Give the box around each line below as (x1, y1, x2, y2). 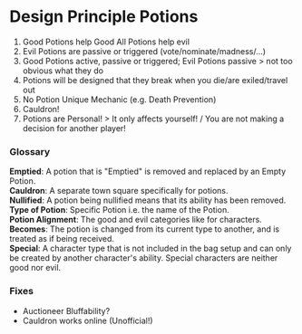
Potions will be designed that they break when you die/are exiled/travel (22, 74, 288, 85)
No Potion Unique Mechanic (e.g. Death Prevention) (22, 93, 217, 105)
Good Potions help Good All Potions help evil (22, 36, 190, 47)
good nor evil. (9, 262, 62, 273)
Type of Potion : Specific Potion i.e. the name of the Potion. (9, 205, 229, 215)
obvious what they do (22, 65, 104, 76)
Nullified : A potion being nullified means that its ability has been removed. (9, 195, 287, 205)
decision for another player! (22, 122, 127, 133)
